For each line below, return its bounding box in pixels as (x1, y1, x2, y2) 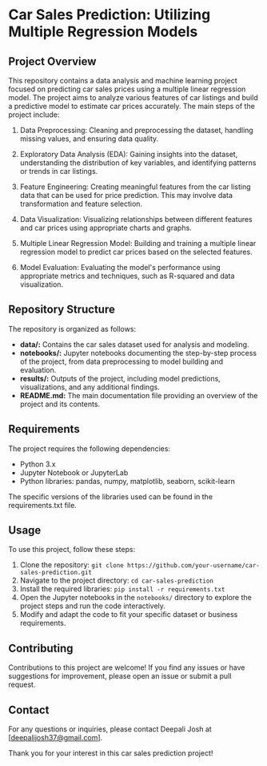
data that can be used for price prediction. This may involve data (19, 191, 233, 200)
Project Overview (8, 54, 97, 68)
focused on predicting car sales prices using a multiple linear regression (8, 84, 246, 94)
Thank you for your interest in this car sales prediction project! (8, 748, 213, 758)
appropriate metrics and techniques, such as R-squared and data (19, 271, 235, 280)
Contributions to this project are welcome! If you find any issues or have (8, 663, 245, 672)
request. (8, 679, 36, 690)
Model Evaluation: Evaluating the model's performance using (19, 263, 221, 272)
